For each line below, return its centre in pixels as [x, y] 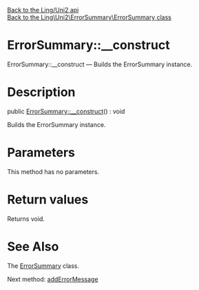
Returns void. [26, 219]
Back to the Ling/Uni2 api [43, 10]
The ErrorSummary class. [43, 266]
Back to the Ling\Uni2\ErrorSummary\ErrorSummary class [90, 17]
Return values [48, 200]
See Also [33, 246]
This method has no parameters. [53, 171]
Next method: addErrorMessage [53, 279]
